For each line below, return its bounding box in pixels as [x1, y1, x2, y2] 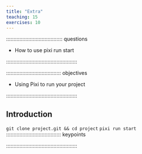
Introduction [6, 109, 53, 119]
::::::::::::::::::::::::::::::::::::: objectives [6, 70, 87, 77]
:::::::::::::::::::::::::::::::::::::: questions [6, 36, 88, 43]
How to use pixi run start [14, 47, 75, 54]
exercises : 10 [6, 19, 41, 25]
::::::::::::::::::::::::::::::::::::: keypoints [6, 131, 86, 138]
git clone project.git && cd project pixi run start [6, 126, 137, 132]
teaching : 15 [6, 14, 38, 20]
